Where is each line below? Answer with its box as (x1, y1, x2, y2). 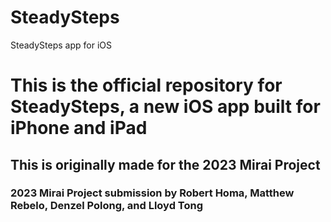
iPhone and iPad (10, 117, 148, 140)
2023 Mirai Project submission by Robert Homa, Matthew (10, 186, 295, 200)
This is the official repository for (10, 74, 283, 97)
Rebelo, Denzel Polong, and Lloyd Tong (10, 199, 204, 213)
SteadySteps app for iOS (10, 39, 112, 51)
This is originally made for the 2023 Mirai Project (10, 156, 321, 173)
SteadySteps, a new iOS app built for (10, 96, 321, 118)
